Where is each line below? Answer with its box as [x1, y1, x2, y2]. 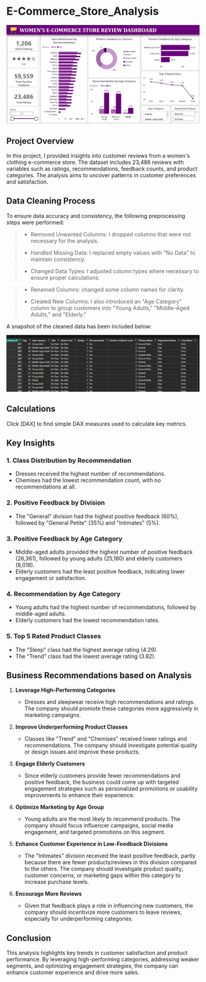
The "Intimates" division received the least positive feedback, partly [24, 852, 196, 860]
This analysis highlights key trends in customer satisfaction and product [6, 949, 188, 957]
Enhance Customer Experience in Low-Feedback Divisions [15, 840, 168, 848]
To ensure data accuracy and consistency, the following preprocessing [6, 212, 186, 219]
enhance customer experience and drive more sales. [6, 968, 140, 976]
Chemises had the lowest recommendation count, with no [15, 477, 161, 484]
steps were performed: [6, 218, 64, 226]
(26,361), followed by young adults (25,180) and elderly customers [15, 554, 183, 562]
